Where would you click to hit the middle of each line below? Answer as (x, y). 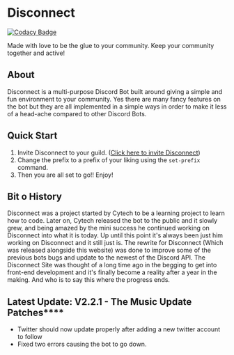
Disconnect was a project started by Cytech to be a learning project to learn (116, 213)
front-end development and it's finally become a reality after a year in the (112, 272)
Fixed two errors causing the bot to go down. (82, 344)
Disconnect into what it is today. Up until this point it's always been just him (115, 235)
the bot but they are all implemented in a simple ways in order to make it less (117, 106)
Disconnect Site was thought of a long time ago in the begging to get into (112, 265)
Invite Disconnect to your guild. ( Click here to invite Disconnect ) (109, 152)
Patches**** (36, 312)
